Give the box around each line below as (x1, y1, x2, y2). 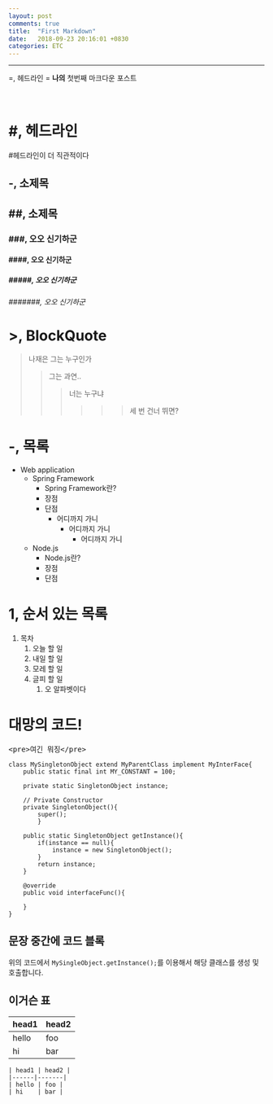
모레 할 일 (32, 664, 63, 674)
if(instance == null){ (37, 839, 115, 848)
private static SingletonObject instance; (23, 782, 169, 791)
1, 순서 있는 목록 (8, 605, 108, 624)
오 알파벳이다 (44, 685, 87, 694)
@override (23, 882, 57, 890)
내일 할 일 (32, 654, 63, 664)
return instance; (37, 861, 96, 869)
